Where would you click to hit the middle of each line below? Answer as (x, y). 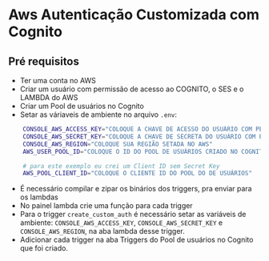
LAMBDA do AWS (49, 97)
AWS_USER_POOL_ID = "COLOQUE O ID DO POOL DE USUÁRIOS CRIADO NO (130, 151)
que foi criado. (44, 248)
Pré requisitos (44, 61)
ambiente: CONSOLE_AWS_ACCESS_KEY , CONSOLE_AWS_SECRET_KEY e (121, 223)
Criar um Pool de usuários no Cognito (82, 106)
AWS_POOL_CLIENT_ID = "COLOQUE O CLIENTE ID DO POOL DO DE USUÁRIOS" (137, 174)
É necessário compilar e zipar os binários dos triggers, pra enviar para (136, 189)
